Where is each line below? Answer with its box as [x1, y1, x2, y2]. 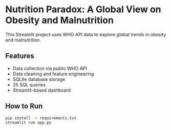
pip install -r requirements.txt [5, 115, 77, 121]
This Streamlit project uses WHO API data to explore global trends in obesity [5, 31, 166, 37]
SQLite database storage [12, 76, 66, 82]
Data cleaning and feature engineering [12, 71, 94, 77]
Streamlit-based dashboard [12, 87, 71, 93]
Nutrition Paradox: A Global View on [5, 4, 161, 15]
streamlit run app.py [5, 120, 52, 125]
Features [5, 52, 34, 60]
